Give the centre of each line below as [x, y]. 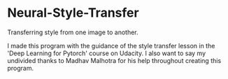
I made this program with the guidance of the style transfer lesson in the [111, 45]
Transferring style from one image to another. [73, 32]
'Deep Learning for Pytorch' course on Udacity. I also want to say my [107, 53]
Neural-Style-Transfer [73, 13]
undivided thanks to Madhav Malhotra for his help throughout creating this [114, 60]
